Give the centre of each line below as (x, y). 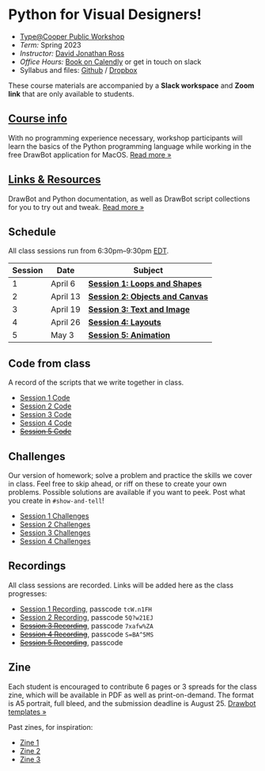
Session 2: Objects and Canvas (148, 297)
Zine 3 (30, 759)
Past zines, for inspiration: (51, 727)
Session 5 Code (45, 431)
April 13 (66, 297)
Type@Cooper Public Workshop (72, 36)
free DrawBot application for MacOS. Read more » (90, 154)
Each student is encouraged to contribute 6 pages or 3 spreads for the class (132, 686)
